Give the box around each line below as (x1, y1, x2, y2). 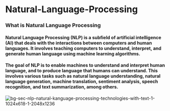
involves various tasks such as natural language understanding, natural (5, 73, 161, 79)
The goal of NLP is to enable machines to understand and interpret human (5, 62, 165, 68)
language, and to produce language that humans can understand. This (5, 68, 158, 74)
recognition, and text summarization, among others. (5, 84, 118, 90)
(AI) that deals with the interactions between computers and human (5, 40, 152, 46)
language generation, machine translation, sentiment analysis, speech (5, 78, 158, 85)
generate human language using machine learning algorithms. (5, 50, 140, 57)
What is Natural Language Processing (5, 22, 101, 29)
